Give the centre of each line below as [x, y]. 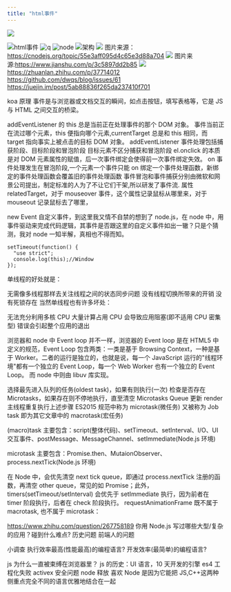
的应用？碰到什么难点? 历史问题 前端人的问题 [71, 534]
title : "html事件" [32, 13]
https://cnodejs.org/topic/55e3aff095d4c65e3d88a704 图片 [97, 55]
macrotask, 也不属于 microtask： [54, 511]
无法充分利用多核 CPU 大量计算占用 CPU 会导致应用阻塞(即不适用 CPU [107, 317]
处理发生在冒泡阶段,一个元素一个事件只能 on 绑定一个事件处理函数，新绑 [116, 167]
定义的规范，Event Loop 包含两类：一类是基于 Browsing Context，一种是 [111, 349]
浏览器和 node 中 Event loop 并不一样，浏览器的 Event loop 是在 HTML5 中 [113, 340]
